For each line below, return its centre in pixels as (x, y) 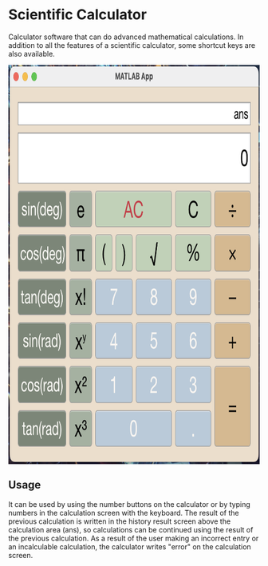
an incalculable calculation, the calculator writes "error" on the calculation (130, 546)
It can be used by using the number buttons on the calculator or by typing (130, 504)
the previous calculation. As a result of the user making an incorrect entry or (134, 538)
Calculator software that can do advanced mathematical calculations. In (126, 37)
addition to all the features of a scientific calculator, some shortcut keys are (132, 45)
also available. (32, 53)
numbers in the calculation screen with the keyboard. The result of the (124, 513)
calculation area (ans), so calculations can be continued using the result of (131, 529)
